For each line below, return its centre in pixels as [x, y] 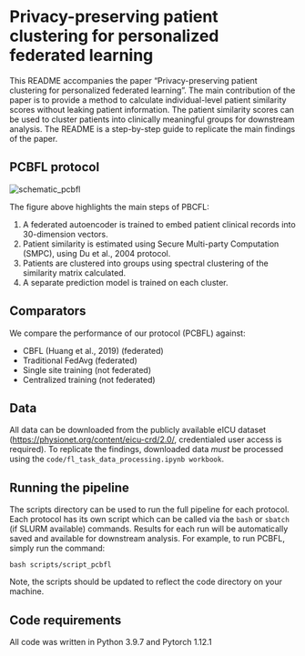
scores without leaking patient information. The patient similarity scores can [152, 109]
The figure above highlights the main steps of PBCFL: [109, 207]
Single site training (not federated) [87, 369]
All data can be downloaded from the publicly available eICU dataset [138, 430]
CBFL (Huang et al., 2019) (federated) [93, 350]
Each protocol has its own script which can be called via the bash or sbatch [149, 520]
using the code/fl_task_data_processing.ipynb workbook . [117, 459]
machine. [27, 591]
